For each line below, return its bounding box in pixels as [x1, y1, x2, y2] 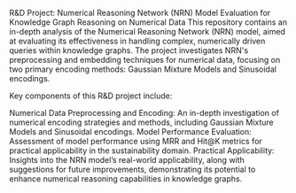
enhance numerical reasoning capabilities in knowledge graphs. [9, 174, 243, 184]
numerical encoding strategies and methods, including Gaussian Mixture [9, 117, 275, 127]
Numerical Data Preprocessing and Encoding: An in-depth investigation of [9, 108, 279, 118]
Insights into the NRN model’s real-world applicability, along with [9, 155, 245, 165]
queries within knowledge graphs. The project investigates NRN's [9, 45, 249, 56]
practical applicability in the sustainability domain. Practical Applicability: [9, 145, 275, 156]
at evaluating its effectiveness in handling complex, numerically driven [9, 35, 266, 46]
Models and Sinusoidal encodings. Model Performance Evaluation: [9, 127, 253, 136]
